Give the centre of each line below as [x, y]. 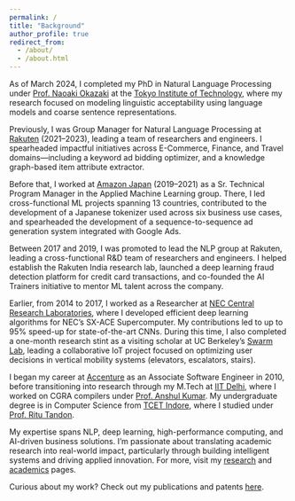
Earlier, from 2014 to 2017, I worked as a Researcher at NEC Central [132, 303]
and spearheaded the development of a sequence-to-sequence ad [132, 222]
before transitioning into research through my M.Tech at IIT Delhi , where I [143, 386]
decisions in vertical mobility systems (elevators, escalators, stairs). [132, 360]
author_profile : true [49, 34]
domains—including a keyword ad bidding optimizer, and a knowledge [137, 157]
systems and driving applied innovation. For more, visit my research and [140, 460]
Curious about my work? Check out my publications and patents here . [136, 487]
